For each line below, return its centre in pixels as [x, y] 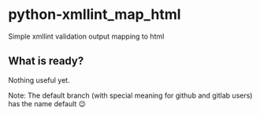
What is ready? [46, 61]
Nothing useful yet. [39, 80]
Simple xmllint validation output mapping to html [86, 36]
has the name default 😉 [47, 103]
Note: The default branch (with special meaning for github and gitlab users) [130, 95]
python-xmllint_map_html [95, 15]
